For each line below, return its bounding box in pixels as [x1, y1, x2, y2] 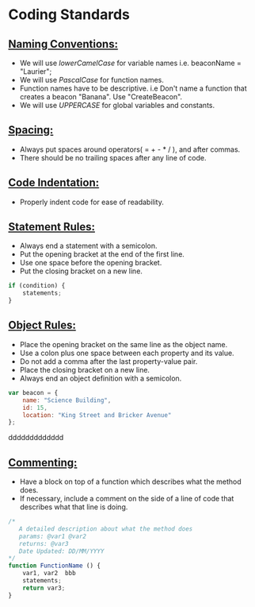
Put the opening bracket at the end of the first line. [19, 249, 185, 259]
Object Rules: [8, 319, 77, 332]
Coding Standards [8, 6, 131, 24]
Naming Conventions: [8, 37, 119, 51]
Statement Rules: [8, 220, 95, 234]
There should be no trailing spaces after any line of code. [19, 153, 207, 162]
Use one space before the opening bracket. [19, 258, 162, 268]
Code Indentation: [8, 176, 100, 190]
